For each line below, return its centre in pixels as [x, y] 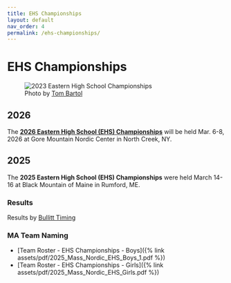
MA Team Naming [38, 235]
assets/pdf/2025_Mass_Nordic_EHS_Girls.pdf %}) [88, 273]
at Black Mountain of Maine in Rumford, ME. [77, 184]
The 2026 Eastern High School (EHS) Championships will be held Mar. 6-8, [116, 131]
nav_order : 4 [26, 26]
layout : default [30, 20]
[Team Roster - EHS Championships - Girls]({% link [90, 265]
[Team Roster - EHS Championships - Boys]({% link [91, 251]
